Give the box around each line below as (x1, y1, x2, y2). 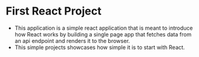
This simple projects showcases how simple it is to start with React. (14, 44, 185, 51)
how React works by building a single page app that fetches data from (14, 30, 192, 38)
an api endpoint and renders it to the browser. (14, 37, 130, 44)
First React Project (6, 4, 102, 18)
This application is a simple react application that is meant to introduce (14, 24, 193, 32)
